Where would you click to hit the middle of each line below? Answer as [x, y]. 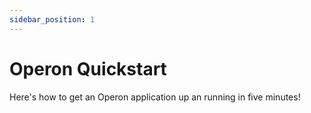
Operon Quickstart [88, 68]
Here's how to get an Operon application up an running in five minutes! [155, 97]
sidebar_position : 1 [52, 19]
